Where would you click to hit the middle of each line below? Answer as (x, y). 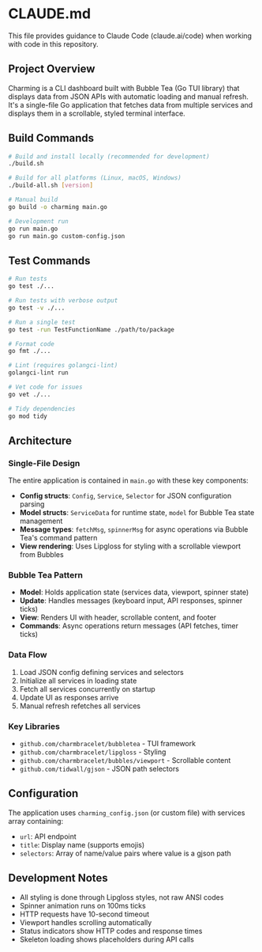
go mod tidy (28, 416)
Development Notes (58, 878)
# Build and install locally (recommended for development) (109, 156)
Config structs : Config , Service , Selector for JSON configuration (125, 496)
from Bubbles (42, 555)
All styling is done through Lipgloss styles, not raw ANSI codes (122, 897)
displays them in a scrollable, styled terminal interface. (97, 113)
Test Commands (49, 261)
